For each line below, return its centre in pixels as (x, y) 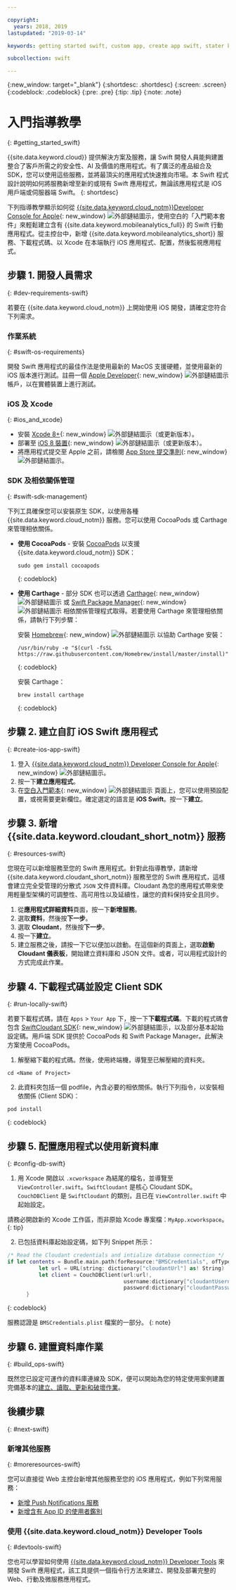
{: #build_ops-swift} (36, 1364)
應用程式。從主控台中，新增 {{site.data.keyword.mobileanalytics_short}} (112, 234)
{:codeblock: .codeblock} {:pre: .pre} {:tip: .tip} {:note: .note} (94, 92)
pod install (25, 1109)
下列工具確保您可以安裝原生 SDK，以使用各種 (73, 511)
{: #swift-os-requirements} (46, 352)
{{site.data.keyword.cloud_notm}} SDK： (76, 552)
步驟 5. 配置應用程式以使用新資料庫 (83, 1146)
